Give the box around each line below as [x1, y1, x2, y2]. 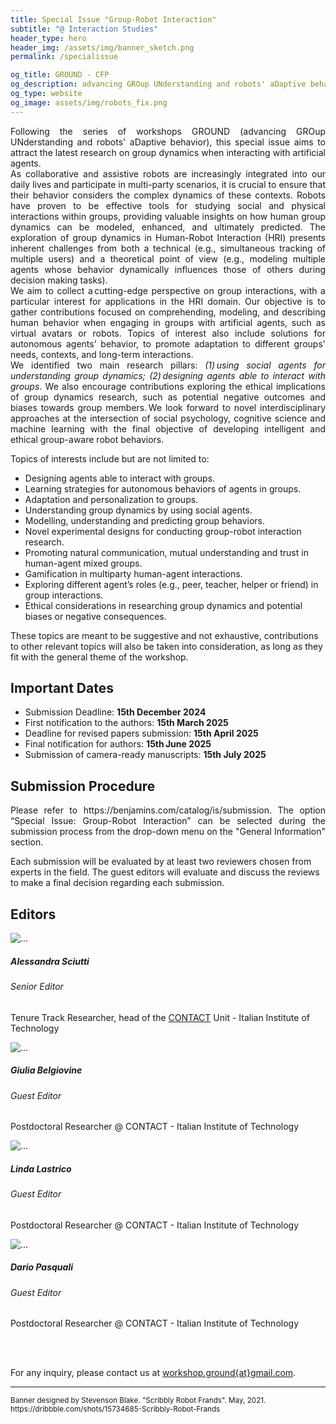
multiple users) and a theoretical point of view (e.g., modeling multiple [10, 252, 326, 265]
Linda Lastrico [10, 1162, 72, 1175]
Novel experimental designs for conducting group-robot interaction [24, 525, 302, 537]
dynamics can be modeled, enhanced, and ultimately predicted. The [10, 221, 326, 233]
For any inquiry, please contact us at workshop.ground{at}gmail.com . [10, 1367, 297, 1379]
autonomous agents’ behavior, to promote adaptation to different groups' [10, 337, 326, 350]
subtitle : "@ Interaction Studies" [10, 24, 159, 34]
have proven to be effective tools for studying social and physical [10, 199, 326, 211]
